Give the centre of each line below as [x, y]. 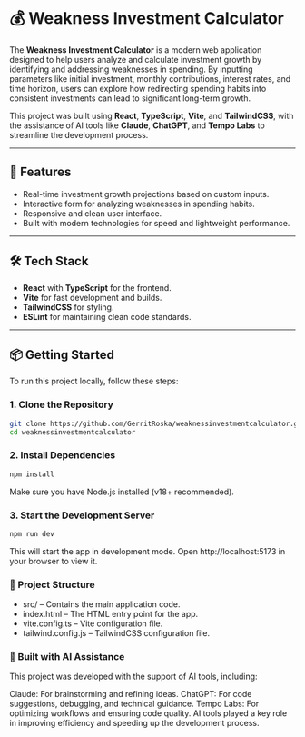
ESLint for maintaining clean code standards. [107, 316]
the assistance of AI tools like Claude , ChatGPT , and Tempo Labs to [137, 125]
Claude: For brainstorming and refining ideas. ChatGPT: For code [131, 694]
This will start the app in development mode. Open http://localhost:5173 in [148, 551]
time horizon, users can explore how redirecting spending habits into [138, 88]
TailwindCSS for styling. [68, 307]
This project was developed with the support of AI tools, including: [133, 677]
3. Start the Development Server [82, 515]
